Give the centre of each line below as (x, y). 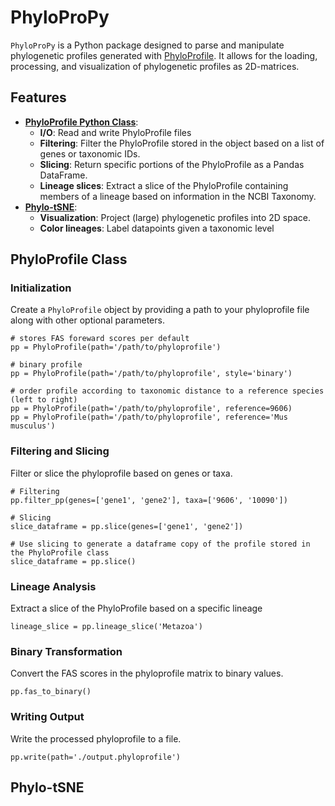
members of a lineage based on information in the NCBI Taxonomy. (178, 196)
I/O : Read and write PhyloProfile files (115, 132)
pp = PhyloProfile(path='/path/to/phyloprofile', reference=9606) (151, 409)
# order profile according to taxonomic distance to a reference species (167, 391)
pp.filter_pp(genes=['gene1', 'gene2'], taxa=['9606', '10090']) (149, 500)
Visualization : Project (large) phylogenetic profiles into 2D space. (175, 217)
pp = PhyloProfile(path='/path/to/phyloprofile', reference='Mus (149, 417)
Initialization (41, 288)
